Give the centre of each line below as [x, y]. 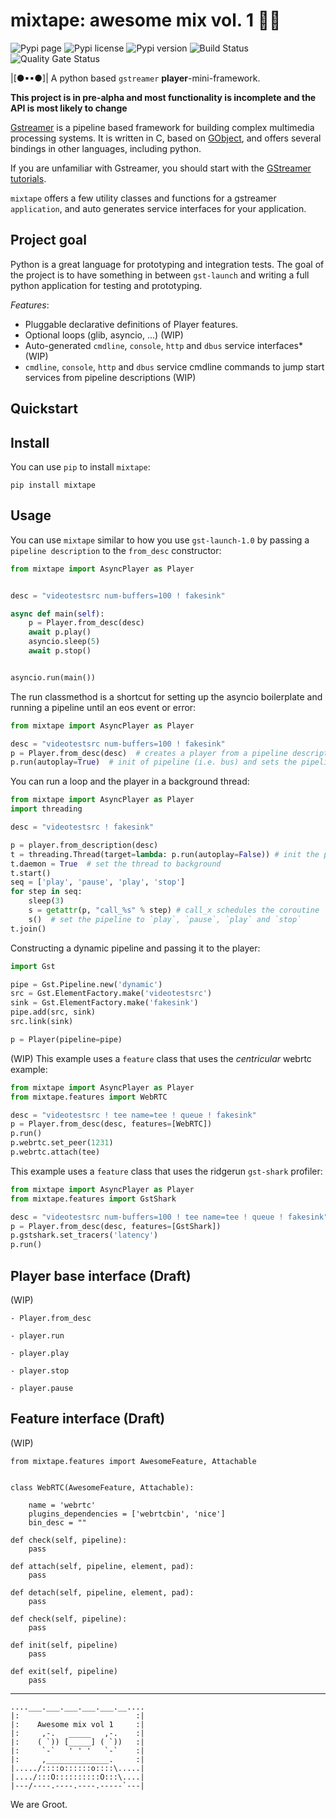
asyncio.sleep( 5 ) [64, 642]
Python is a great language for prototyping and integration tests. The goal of [167, 264]
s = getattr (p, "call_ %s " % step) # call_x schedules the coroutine [174, 910]
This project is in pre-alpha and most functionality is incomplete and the [163, 97]
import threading [46, 809]
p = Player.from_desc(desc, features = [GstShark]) [116, 1226]
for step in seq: [46, 892]
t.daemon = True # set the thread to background [116, 864]
